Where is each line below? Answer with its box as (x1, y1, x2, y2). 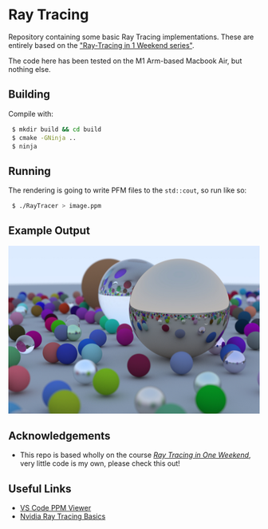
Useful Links (8, 482, 72, 495)
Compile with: (8, 109, 54, 118)
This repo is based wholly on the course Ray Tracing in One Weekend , (19, 450, 251, 460)
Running (8, 164, 52, 177)
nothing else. (8, 64, 51, 74)
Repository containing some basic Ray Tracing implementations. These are (8, 32, 254, 42)
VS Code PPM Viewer (19, 503, 92, 513)
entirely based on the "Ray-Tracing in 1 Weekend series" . (8, 40, 195, 50)
